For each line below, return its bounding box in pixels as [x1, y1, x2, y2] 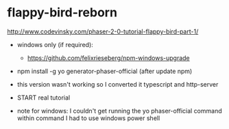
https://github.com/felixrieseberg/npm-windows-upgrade [27, 53, 190, 62]
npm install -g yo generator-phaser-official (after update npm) [16, 67, 193, 75]
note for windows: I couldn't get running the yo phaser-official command [16, 106, 222, 115]
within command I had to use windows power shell [16, 114, 160, 122]
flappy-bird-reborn [7, 5, 118, 20]
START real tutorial [16, 94, 71, 102]
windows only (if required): [16, 40, 94, 48]
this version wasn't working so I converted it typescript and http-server [16, 80, 219, 88]
